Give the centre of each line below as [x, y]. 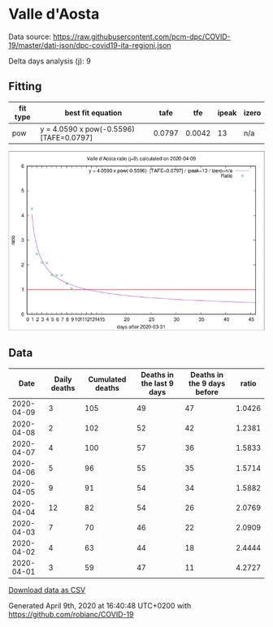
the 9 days [207, 383]
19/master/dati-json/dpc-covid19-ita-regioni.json [90, 45]
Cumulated [107, 379]
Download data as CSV [47, 590]
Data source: [30, 37]
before [207, 392]
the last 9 [157, 383]
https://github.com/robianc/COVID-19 [71, 614]
